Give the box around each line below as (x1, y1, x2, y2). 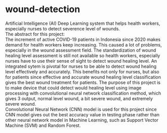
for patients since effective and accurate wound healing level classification (5, 74, 161, 80)
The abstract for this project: (5, 31, 65, 37)
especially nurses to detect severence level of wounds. (5, 25, 120, 31)
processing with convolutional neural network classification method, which (5, 90, 161, 96)
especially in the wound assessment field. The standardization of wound (5, 47, 156, 53)
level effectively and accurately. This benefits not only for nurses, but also (5, 68, 159, 74)
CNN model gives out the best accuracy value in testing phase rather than (5, 111, 159, 117)
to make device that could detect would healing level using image (5, 84, 142, 91)
